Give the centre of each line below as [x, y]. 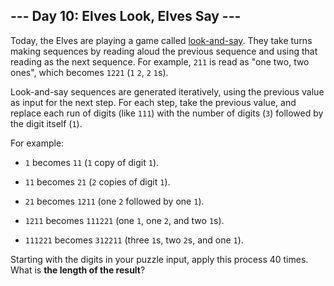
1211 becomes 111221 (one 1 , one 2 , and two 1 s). [124, 220]
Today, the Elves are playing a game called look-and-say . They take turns [161, 40]
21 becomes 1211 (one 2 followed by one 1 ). [114, 201]
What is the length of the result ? [78, 270]
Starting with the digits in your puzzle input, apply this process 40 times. [159, 259]
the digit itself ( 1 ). [46, 123]
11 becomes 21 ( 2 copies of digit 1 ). [97, 181]
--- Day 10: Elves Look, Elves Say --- [126, 16]
